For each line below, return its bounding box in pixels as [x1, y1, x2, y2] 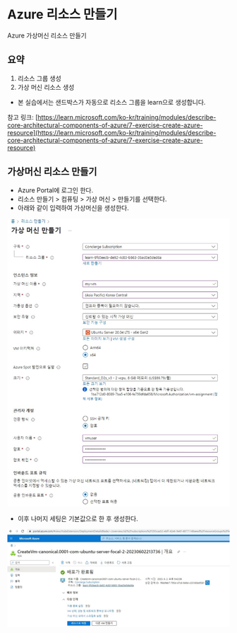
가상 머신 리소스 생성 [17, 83, 75, 91]
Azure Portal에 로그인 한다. [17, 185, 94, 194]
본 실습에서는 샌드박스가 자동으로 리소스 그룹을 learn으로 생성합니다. [17, 98, 206, 106]
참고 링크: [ [7, 112, 38, 121]
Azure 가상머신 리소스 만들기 [7, 31, 87, 40]
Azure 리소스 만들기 [7, 6, 118, 23]
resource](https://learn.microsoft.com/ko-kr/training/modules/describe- [7, 128, 217, 137]
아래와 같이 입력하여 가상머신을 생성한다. [17, 203, 129, 212]
